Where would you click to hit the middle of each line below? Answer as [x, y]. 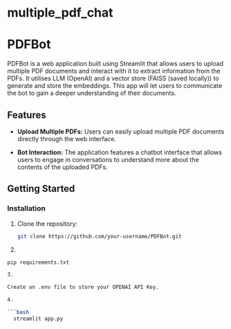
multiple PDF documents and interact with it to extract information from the [114, 71]
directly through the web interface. [66, 139]
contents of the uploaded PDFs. [63, 167]
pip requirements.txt [38, 262]
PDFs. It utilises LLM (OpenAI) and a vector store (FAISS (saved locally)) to [113, 78]
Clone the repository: [47, 224]
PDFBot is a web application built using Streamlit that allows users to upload [115, 64]
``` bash [18, 312]
